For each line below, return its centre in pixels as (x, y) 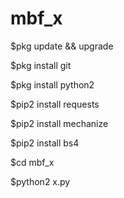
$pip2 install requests (55, 104)
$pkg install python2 (52, 84)
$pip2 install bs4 (45, 143)
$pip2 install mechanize (59, 123)
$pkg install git (41, 65)
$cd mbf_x (32, 162)
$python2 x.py (40, 181)
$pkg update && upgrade (62, 46)
